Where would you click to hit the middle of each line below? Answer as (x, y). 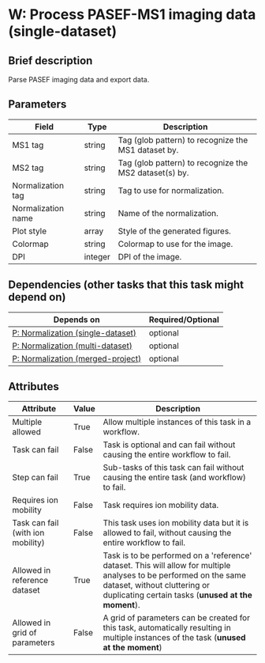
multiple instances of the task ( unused (174, 638)
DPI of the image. (150, 256)
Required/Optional (184, 320)
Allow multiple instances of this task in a (177, 422)
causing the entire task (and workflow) (174, 478)
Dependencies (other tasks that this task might (126, 285)
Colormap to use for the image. (175, 244)
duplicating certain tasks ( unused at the (177, 595)
